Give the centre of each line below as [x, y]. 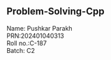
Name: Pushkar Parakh [39, 28]
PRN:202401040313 [35, 36]
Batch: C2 [21, 50]
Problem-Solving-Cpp [55, 12]
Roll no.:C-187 [27, 43]
